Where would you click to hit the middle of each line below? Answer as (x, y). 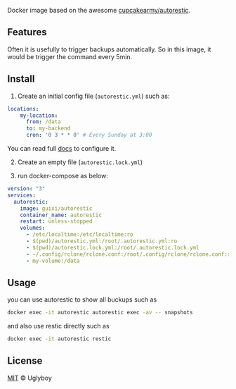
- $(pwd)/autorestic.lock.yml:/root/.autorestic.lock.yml (112, 247)
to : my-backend (48, 129)
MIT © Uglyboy (30, 378)
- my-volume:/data (53, 261)
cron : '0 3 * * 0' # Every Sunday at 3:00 (89, 135)
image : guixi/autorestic (56, 208)
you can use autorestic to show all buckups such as (82, 300)
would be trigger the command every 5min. (70, 56)
